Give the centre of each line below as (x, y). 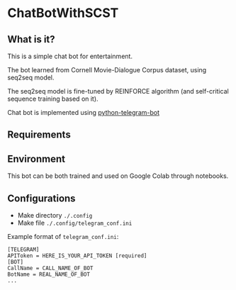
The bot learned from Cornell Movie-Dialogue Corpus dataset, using (107, 70)
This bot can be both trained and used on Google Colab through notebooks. (118, 176)
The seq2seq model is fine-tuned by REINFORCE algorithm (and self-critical (118, 91)
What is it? (31, 39)
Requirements (39, 135)
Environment (36, 158)
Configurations (41, 198)
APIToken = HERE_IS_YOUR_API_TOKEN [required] (77, 256)
